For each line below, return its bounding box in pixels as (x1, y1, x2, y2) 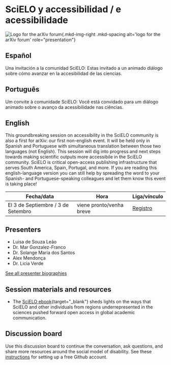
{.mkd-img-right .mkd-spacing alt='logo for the (62, 31, 161, 37)
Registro (132, 205, 153, 212)
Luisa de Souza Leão (12, 239, 57, 245)
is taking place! (5, 181, 37, 187)
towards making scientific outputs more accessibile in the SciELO (5, 154, 142, 160)
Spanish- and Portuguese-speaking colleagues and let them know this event (5, 176, 166, 182)
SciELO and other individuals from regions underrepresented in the (12, 304, 153, 310)
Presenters (5, 225, 41, 234)
